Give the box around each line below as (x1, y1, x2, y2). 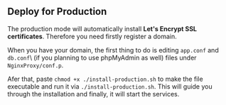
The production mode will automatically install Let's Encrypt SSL (7, 24, 198, 33)
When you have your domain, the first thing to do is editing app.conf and (7, 45, 219, 54)
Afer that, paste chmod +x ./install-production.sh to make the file (7, 74, 204, 83)
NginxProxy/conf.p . (7, 60, 64, 70)
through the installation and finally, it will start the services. (7, 89, 180, 98)
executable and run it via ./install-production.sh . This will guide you (7, 82, 212, 91)
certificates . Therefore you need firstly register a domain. (7, 32, 177, 40)
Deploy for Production (7, 6, 107, 18)
